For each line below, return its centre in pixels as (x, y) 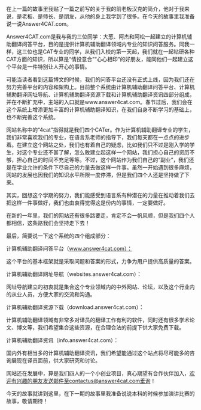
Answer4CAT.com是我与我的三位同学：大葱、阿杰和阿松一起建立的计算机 (97, 37)
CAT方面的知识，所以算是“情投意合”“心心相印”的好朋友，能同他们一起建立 (97, 59)
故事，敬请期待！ (27, 401)
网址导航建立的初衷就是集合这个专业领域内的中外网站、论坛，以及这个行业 (98, 287)
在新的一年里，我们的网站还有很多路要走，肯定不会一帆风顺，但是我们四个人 (100, 216)
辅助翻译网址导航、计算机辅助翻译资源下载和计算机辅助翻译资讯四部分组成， (100, 94)
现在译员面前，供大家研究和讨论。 (58, 360)
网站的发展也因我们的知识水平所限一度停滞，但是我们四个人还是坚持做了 (95, 175)
